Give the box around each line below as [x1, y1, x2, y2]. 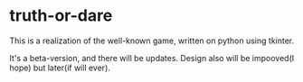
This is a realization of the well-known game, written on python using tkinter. [9, 35, 295, 46]
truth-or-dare [9, 5, 113, 26]
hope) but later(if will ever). [9, 62, 111, 73]
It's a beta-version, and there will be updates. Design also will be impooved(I [9, 52, 295, 63]
